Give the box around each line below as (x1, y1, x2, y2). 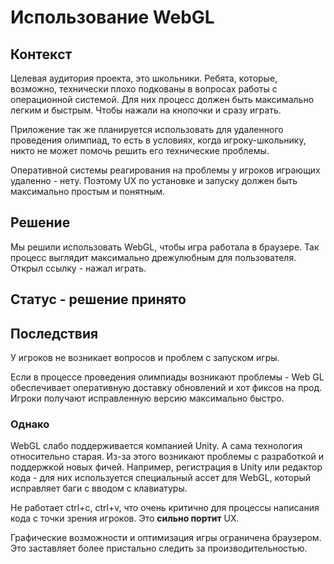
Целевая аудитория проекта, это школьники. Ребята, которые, (10, 72, 278, 84)
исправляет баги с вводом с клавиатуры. (10, 482, 188, 495)
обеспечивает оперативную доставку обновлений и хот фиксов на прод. (10, 382, 323, 394)
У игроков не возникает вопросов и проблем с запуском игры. (10, 352, 280, 364)
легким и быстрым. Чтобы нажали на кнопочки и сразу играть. (10, 104, 282, 116)
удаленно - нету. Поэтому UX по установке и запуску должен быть (10, 175, 298, 186)
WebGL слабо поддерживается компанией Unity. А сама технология (10, 440, 303, 452)
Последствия (10, 325, 99, 342)
